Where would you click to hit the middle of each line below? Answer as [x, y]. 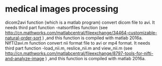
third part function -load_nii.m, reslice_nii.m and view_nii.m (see [69, 48]
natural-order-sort [23, 38]
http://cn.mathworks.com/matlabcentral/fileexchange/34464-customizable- [81, 33]
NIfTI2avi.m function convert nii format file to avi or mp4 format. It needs [78, 43]
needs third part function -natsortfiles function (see [57, 27]
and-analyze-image [25, 58]
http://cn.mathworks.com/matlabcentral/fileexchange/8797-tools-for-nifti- [79, 53]
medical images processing [62, 9]
